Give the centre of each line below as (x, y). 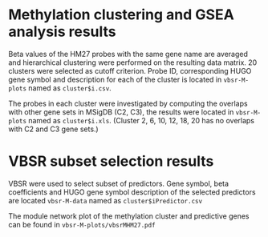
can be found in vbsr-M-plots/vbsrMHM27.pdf (82, 224)
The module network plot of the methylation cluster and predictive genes (129, 216)
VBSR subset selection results (111, 161)
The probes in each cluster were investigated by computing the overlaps (128, 103)
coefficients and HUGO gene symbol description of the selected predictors (132, 192)
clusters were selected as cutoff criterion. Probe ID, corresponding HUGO (130, 70)
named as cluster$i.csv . (70, 88)
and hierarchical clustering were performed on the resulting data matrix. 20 (133, 62)
